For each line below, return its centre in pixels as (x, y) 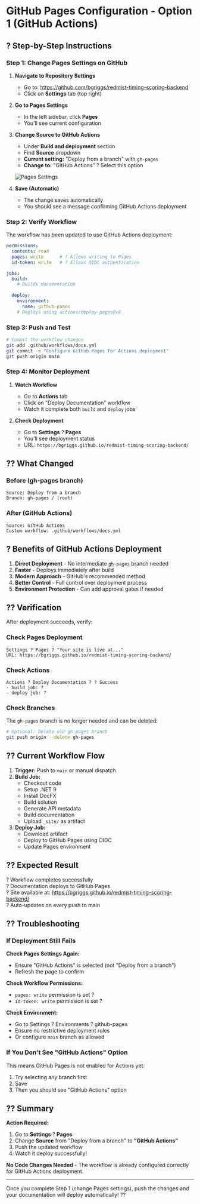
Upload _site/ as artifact (54, 821)
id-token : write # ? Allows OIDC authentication (76, 262)
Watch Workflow (36, 385)
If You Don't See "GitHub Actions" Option (67, 1052)
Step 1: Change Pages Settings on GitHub (67, 63)
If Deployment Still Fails (41, 941)
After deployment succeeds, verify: (49, 622)
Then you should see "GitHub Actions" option (71, 1090)
